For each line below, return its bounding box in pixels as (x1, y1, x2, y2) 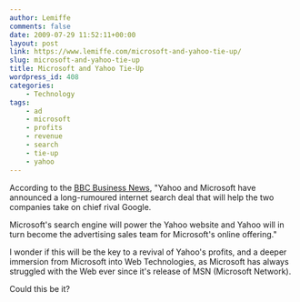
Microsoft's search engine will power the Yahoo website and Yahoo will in (9, 219, 285, 230)
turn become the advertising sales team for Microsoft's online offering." (9, 228, 277, 239)
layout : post (9, 38, 59, 48)
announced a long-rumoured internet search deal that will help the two (9, 192, 275, 203)
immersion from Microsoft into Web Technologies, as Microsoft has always (9, 256, 289, 267)
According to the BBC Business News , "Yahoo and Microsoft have (9, 182, 256, 193)
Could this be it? (9, 283, 71, 294)
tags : (9, 97, 30, 107)
